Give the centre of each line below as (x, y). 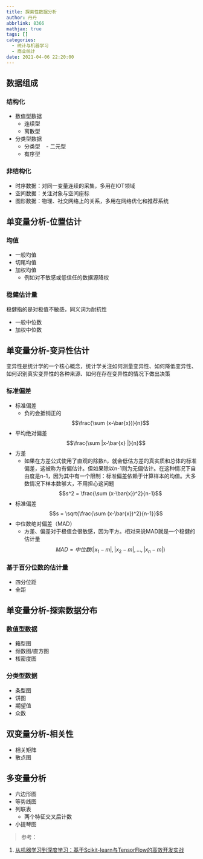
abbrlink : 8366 (25, 23)
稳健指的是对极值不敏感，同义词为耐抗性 (56, 309)
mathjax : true (24, 29)
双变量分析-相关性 (40, 734)
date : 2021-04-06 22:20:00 (40, 57)
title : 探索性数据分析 (32, 12)
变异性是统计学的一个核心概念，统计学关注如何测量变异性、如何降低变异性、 (101, 366)
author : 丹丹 (22, 18)
